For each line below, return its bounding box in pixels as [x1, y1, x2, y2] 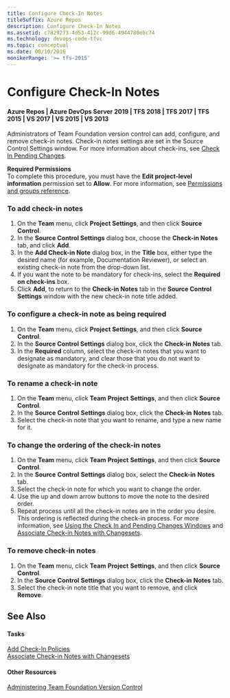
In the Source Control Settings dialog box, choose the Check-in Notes [16, 234, 218, 242]
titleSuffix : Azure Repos [7, 16, 81, 23]
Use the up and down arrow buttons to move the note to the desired [16, 492, 209, 501]
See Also [7, 611, 46, 623]
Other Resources [7, 668, 57, 676]
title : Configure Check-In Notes [7, 10, 103, 17]
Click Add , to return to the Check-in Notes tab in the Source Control [16, 285, 211, 293]
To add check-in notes [7, 204, 84, 213]
